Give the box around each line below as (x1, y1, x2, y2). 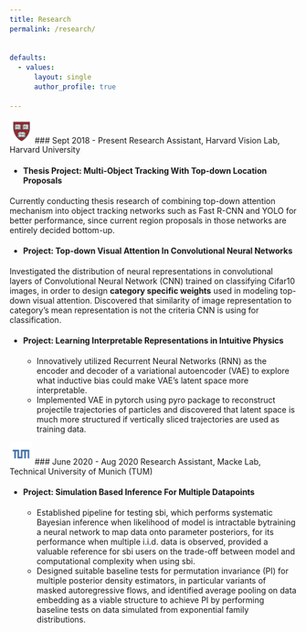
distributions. (36, 614, 87, 625)
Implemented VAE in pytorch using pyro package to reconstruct (36, 394, 276, 406)
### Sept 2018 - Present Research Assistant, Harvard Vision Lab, (34, 134, 280, 145)
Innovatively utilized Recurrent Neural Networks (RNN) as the (36, 356, 268, 367)
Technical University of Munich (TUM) (9, 466, 153, 477)
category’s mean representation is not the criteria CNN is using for (9, 305, 259, 316)
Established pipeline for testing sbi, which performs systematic (36, 507, 274, 518)
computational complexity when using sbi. (36, 555, 195, 566)
